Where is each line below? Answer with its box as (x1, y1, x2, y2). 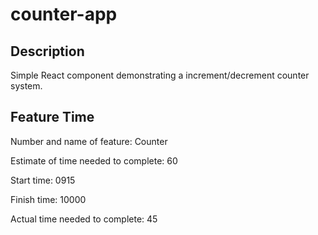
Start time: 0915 (10, 174, 76, 186)
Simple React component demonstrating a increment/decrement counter (10, 69, 310, 81)
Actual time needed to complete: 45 (10, 213, 158, 225)
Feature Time (10, 109, 95, 126)
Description (10, 43, 85, 60)
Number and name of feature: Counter (10, 135, 168, 147)
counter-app (10, 3, 118, 26)
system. (10, 80, 43, 92)
